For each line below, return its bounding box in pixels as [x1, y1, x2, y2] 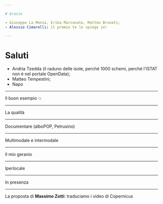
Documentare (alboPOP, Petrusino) [5, 123, 75, 129]
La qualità [5, 110, 25, 116]
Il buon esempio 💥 [5, 95, 42, 101]
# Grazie [5, 11, 23, 16]
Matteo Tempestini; [12, 76, 51, 82]
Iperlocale [5, 166, 25, 171]
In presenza [5, 179, 29, 185]
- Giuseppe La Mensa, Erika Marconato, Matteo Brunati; [5, 20, 120, 25]
